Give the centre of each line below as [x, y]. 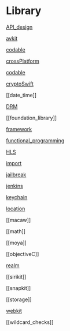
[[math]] [16, 231]
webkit [14, 310]
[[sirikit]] [16, 277]
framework [19, 129]
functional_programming [35, 140]
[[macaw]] [19, 220]
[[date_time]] [21, 95]
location [16, 209]
